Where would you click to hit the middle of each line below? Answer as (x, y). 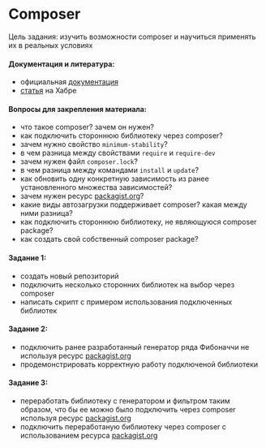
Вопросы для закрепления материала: (78, 109)
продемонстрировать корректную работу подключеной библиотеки (139, 364)
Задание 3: (28, 383)
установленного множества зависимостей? (96, 187)
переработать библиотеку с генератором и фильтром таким (125, 401)
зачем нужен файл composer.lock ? (79, 162)
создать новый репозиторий (69, 276)
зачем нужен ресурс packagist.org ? (82, 196)
